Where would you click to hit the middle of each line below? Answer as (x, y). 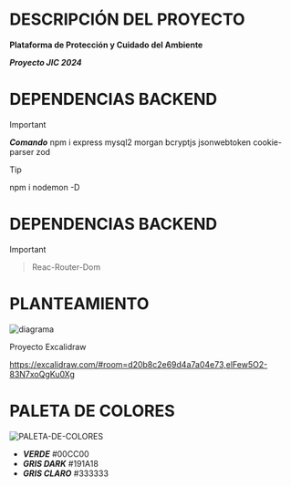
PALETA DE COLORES (92, 411)
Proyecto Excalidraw (48, 346)
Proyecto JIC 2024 (46, 62)
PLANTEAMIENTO (79, 304)
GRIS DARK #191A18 (60, 463)
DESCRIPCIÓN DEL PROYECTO (127, 20)
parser (22, 151)
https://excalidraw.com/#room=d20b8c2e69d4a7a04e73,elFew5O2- (139, 364)
